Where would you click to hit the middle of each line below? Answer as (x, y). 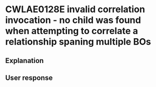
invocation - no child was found (73, 20)
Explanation (25, 60)
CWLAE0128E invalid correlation (75, 9)
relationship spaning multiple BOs (78, 42)
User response (29, 78)
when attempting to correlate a (72, 31)
